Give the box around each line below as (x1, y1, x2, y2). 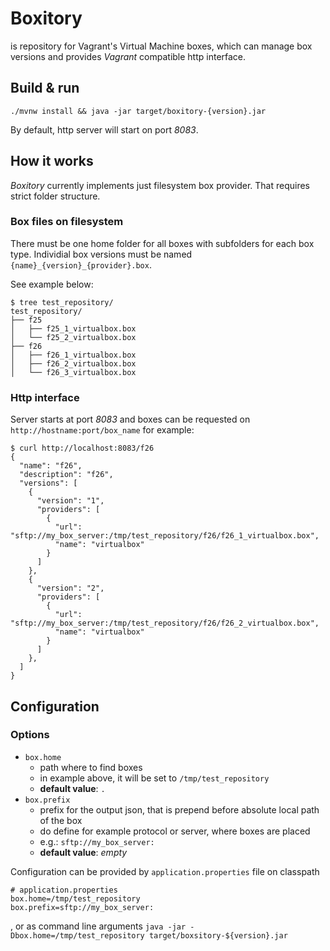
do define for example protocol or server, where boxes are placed (39, 825, 311, 837)
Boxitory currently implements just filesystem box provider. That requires (10, 179, 310, 191)
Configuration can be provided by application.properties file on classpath (10, 865, 320, 877)
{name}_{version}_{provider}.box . (10, 258, 152, 271)
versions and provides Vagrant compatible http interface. (10, 50, 247, 62)
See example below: (10, 278, 94, 290)
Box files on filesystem (10, 215, 124, 229)
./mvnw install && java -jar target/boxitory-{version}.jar (10, 106, 267, 116)
